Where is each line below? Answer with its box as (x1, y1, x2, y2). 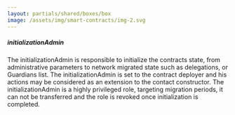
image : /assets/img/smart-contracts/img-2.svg (7, 17, 146, 24)
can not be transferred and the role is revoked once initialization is (7, 93, 199, 101)
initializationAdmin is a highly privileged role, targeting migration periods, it (7, 85, 223, 94)
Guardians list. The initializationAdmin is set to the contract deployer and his (7, 70, 227, 79)
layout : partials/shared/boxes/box (7, 10, 112, 17)
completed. (7, 100, 40, 109)
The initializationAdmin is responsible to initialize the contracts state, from (7, 56, 221, 64)
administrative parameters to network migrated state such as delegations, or (7, 63, 228, 72)
